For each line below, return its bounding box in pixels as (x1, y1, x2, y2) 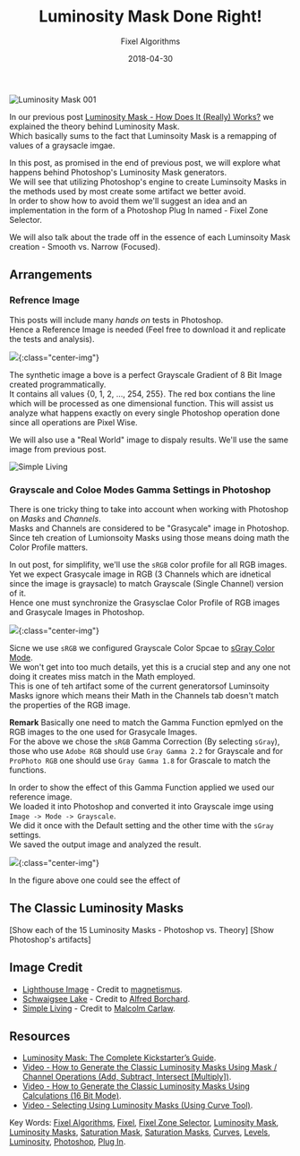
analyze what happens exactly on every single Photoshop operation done (9, 407, 280, 418)
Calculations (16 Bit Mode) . (21, 1091, 123, 1101)
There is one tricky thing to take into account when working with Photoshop (9, 503, 289, 514)
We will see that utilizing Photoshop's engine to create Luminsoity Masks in (9, 176, 287, 187)
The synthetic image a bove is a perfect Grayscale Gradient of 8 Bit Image (9, 369, 282, 380)
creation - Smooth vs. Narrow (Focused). (9, 241, 161, 252)
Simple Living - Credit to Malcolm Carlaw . (21, 1003, 176, 1014)
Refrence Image (9, 294, 81, 306)
